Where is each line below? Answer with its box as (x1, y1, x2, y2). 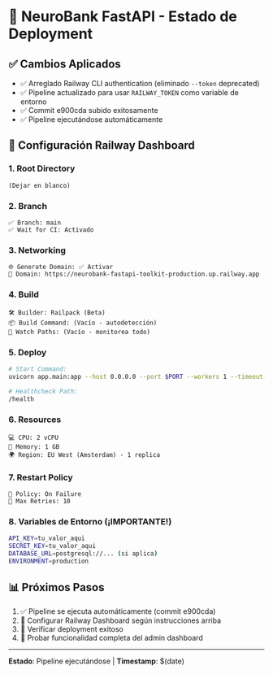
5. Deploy (8, 346, 47, 358)
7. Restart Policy (8, 472, 73, 483)
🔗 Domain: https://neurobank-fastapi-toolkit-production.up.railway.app (8, 270, 260, 279)
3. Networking (8, 244, 67, 255)
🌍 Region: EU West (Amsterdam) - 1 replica (8, 450, 161, 459)
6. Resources (8, 414, 62, 425)
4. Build (8, 289, 39, 300)
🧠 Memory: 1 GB (8, 442, 60, 450)
